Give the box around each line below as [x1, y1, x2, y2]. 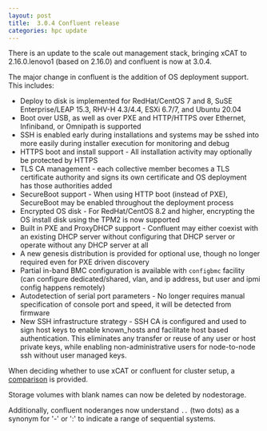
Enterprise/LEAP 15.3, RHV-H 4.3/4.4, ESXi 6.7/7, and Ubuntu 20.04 [19, 105, 242, 114]
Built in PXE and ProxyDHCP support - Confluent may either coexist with [19, 223, 258, 233]
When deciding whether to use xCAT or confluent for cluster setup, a [8, 366, 236, 376]
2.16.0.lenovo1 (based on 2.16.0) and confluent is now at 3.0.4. [8, 57, 212, 66]
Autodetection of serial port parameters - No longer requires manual [19, 291, 245, 301]
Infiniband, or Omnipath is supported [19, 121, 141, 132]
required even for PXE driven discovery [19, 257, 149, 267]
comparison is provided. [8, 374, 89, 384]
